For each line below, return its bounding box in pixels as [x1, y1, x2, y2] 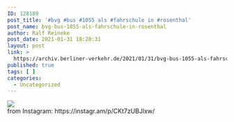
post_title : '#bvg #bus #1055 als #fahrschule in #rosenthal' [7, 17, 192, 24]
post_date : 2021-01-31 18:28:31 [7, 36, 101, 43]
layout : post [7, 42, 45, 49]
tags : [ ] [7, 68, 36, 75]
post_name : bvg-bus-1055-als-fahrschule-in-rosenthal [7, 23, 167, 30]
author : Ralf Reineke [7, 29, 70, 37]
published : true [7, 62, 54, 69]
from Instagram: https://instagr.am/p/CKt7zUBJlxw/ [7, 107, 155, 115]
